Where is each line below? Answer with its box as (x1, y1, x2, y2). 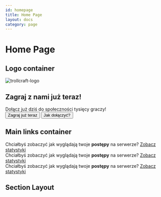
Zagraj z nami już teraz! (5, 93, 82, 101)
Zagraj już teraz (8, 113, 37, 118)
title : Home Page (5, 12, 42, 17)
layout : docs (5, 17, 33, 22)
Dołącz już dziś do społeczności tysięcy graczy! (5, 106, 106, 113)
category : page (5, 21, 38, 27)
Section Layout (5, 183, 55, 192)
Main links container (5, 127, 72, 136)
